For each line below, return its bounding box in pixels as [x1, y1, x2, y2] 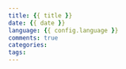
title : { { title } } [8, 11, 73, 20]
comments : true [8, 33, 59, 42]
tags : [8, 48, 26, 56]
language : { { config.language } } [8, 26, 119, 34]
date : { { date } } [8, 19, 66, 27]
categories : [8, 41, 48, 49]
